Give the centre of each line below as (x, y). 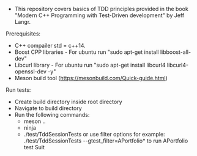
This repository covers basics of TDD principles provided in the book (102, 9)
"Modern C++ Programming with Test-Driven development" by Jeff (99, 15)
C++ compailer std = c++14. (50, 46)
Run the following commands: (52, 115)
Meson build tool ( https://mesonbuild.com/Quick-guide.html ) (91, 78)
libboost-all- (175, 52)
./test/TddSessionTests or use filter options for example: (95, 134)
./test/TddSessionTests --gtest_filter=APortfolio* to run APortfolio (106, 141)
